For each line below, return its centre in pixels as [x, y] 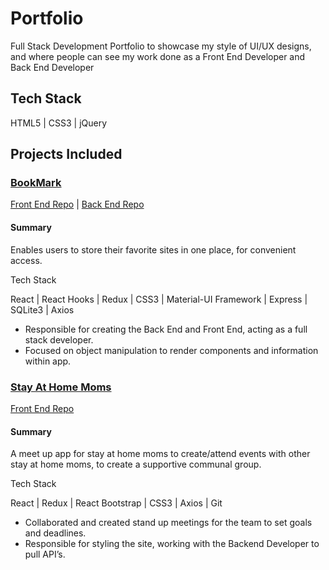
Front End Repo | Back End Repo [77, 204]
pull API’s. [45, 554]
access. [26, 260]
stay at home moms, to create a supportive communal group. [136, 464]
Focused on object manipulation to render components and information [171, 350]
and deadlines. [55, 533]
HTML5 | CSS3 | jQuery [59, 123]
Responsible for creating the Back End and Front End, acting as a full [166, 329]
